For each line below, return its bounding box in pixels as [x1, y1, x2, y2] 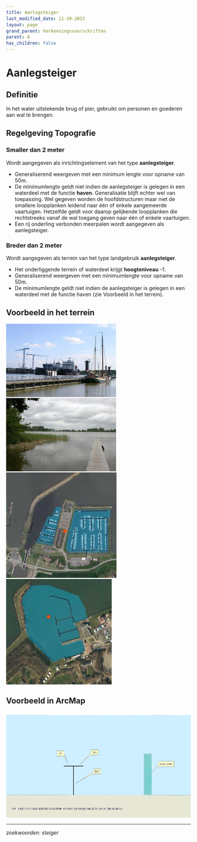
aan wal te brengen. [6, 111, 55, 118]
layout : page [6, 22, 38, 28]
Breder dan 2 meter [6, 241, 63, 249]
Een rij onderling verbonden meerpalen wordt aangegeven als [14, 220, 164, 227]
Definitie [6, 90, 38, 100]
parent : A [6, 34, 30, 40]
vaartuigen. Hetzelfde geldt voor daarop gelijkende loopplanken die [14, 208, 178, 215]
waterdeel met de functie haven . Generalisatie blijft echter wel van [14, 189, 176, 196]
